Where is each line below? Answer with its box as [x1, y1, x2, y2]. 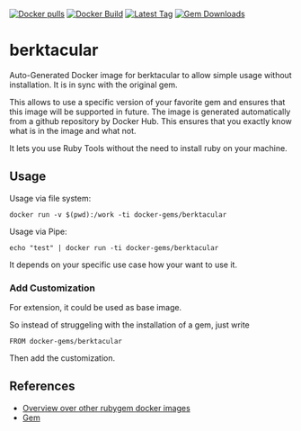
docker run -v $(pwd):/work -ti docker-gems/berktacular [9, 210, 227, 220]
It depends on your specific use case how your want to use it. [9, 259, 238, 270]
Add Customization [9, 282, 96, 294]
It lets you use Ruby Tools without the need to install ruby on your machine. [9, 142, 288, 153]
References [9, 379, 75, 394]
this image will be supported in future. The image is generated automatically [9, 106, 291, 117]
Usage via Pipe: [9, 226, 67, 237]
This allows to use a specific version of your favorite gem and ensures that [9, 96, 286, 107]
